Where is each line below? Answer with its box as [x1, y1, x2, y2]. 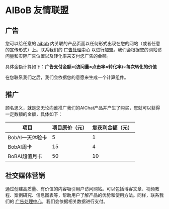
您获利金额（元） [92, 124, 133, 131]
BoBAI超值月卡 [8, 153, 43, 160]
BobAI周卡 [8, 143, 32, 150]
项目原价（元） [52, 124, 88, 131]
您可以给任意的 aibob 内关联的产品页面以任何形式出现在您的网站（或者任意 [5, 41, 160, 46]
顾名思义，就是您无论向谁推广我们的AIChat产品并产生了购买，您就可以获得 [5, 104, 160, 111]
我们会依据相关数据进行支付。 [46, 198, 108, 204]
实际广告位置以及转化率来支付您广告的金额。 [18, 53, 111, 59]
